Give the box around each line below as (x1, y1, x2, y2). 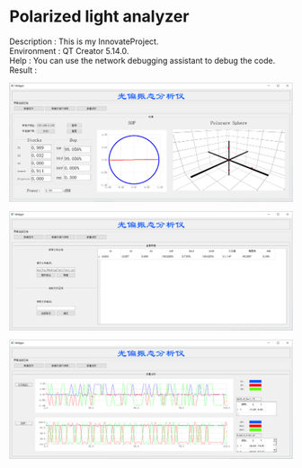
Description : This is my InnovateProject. (9, 36, 159, 47)
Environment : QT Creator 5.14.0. (9, 45, 129, 56)
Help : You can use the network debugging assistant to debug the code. (9, 55, 276, 66)
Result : (9, 65, 38, 75)
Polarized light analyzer (9, 6, 190, 27)
